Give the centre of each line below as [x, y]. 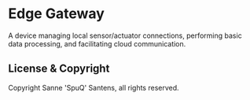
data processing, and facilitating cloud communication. [97, 43]
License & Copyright [59, 69]
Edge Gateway [56, 14]
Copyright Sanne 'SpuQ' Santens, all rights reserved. [94, 87]
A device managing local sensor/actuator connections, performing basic [125, 35]
